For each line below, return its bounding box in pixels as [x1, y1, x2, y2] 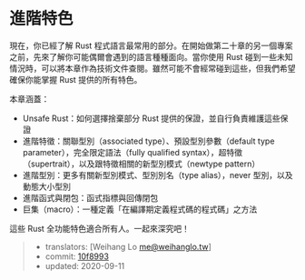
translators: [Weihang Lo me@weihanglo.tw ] [44, 241, 212, 252]
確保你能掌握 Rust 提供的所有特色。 [9, 74, 143, 85]
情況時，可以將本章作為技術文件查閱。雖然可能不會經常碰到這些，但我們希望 [9, 63, 296, 74]
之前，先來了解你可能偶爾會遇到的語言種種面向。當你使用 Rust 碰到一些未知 [9, 51, 293, 62]
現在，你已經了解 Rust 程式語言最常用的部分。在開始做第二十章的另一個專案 [9, 40, 293, 51]
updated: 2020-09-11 [44, 260, 125, 271]
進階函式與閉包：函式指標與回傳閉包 [22, 192, 159, 203]
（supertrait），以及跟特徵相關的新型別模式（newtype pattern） [22, 158, 261, 169]
